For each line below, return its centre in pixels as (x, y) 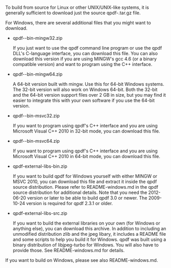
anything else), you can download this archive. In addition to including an (89, 229)
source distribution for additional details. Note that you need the (80, 192)
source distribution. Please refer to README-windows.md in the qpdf (85, 187)
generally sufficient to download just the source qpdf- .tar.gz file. (73, 13)
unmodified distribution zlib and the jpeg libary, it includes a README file (89, 234)
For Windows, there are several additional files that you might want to (78, 23)
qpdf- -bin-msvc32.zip (36, 116)
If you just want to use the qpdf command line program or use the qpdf (87, 48)
